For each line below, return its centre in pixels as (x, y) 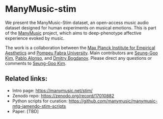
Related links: (26, 79)
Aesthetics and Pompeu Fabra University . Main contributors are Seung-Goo (81, 53)
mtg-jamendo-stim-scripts (39, 106)
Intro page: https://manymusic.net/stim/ (52, 90)
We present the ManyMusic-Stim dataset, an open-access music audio (77, 23)
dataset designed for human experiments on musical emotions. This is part (81, 27)
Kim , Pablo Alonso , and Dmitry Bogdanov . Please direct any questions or (79, 58)
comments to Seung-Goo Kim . (36, 63)
